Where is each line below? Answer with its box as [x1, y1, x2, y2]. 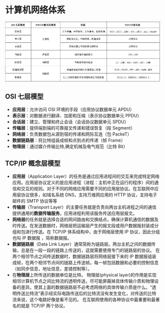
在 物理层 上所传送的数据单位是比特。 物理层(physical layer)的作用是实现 [12, 272, 157, 278]
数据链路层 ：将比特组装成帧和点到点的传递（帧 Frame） [12, 137, 126, 143]
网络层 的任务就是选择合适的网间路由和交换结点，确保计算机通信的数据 [12, 216, 155, 222]
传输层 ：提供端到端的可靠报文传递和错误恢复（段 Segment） [12, 125, 135, 131]
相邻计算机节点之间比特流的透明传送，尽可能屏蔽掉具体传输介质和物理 [12, 278, 155, 284]
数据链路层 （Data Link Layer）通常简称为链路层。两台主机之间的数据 [12, 241, 152, 247]
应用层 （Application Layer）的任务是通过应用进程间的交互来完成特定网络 [12, 173, 160, 179]
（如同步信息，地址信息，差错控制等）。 [12, 266, 92, 272]
